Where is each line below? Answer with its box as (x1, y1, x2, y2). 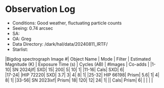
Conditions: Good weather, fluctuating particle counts (12, 20, 122, 26)
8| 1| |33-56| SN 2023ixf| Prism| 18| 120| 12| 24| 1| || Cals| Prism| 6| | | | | (5, 77, 153, 83)
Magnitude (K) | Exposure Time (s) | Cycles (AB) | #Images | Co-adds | (5, 61, 150, 67)
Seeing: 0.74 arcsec (12, 25, 54, 31)
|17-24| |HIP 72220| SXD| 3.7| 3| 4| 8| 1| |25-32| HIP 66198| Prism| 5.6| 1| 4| (5, 72, 160, 78)
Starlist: (12, 46, 28, 52)
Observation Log (5, 3, 75, 15)
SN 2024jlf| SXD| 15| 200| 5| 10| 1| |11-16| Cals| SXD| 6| (12, 66, 125, 73)
